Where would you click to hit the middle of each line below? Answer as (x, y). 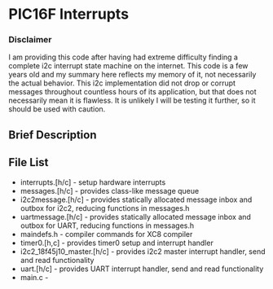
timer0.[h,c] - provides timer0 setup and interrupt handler (117, 243)
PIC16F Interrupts (68, 14)
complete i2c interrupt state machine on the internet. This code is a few (128, 66)
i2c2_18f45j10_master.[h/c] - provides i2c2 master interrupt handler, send (143, 251)
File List (29, 162)
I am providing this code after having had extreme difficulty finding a (123, 57)
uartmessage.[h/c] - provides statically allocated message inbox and (135, 217)
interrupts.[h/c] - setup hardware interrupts (93, 182)
